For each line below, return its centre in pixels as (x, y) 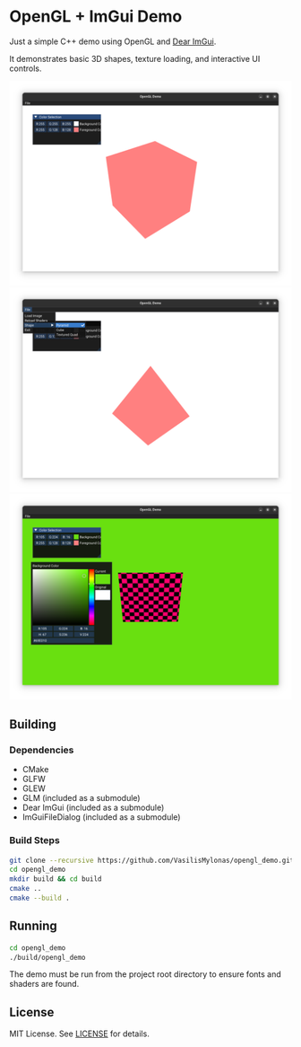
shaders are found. (44, 984)
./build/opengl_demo (48, 957)
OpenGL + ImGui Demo (96, 17)
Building (33, 724)
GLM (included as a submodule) (81, 798)
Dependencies (42, 750)
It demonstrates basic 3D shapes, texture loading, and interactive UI (135, 58)
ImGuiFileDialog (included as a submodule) (101, 817)
